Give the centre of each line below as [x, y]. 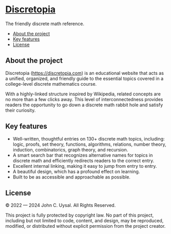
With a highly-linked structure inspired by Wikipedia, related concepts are [83, 94]
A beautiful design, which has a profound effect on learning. [76, 171]
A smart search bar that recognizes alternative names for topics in [83, 155]
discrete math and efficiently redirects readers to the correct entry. [83, 161]
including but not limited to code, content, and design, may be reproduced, [84, 221]
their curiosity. [21, 110]
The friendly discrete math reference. [45, 24]
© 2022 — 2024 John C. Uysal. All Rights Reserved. [61, 205]
